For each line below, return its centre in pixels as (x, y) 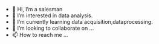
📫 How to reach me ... (40, 35)
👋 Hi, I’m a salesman (37, 9)
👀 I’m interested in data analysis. (52, 15)
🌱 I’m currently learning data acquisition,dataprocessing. (82, 22)
